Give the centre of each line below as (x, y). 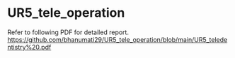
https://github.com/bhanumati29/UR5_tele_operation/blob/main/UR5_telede (117, 39)
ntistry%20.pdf (29, 47)
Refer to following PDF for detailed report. (68, 32)
